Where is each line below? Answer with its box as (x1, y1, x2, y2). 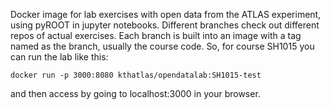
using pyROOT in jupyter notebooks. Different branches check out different (10, 19, 320, 31)
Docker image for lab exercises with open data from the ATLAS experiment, (10, 9, 322, 20)
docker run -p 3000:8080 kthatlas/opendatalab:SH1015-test (10, 70, 262, 80)
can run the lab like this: (10, 51, 109, 63)
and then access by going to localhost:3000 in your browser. (10, 88, 261, 99)
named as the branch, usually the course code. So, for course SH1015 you (10, 40, 315, 52)
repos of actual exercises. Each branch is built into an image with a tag (10, 30, 302, 41)
